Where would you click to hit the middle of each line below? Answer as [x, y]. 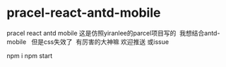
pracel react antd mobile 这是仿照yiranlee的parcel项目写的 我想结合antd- [113, 33]
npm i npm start [30, 55]
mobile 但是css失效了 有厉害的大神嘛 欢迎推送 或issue [88, 42]
